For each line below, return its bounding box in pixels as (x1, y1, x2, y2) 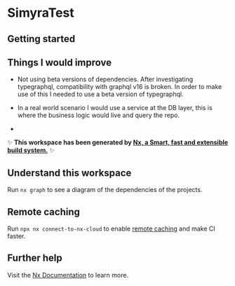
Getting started (7, 33, 76, 45)
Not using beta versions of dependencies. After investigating (17, 75, 194, 83)
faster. (7, 232, 26, 240)
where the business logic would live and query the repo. (17, 111, 180, 120)
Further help (7, 252, 63, 264)
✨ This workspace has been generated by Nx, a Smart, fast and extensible (7, 138, 229, 147)
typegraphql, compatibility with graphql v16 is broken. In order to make (17, 83, 222, 91)
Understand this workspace (7, 167, 132, 179)
